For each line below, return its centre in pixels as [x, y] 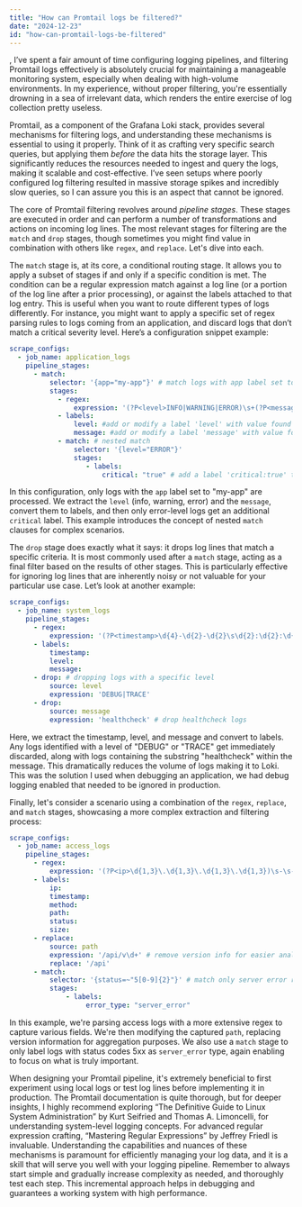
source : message [80, 711]
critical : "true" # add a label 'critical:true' [195, 475]
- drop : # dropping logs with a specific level [124, 678]
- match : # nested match [104, 441]
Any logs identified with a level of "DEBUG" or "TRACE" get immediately [142, 746]
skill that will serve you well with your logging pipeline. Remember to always [150, 1164]
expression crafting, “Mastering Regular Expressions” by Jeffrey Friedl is [144, 1135]
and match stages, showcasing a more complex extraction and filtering [139, 812]
